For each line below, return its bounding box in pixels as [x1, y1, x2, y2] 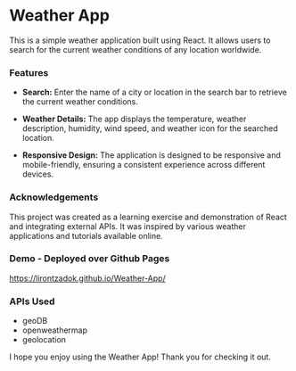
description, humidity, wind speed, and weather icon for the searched [21, 123, 278, 134]
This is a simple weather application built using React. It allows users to [9, 35, 271, 45]
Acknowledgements [9, 191, 99, 203]
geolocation [21, 334, 67, 345]
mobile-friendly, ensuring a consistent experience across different [21, 160, 266, 170]
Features [9, 66, 49, 78]
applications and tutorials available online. [9, 230, 163, 241]
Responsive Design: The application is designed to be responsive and [21, 150, 281, 161]
